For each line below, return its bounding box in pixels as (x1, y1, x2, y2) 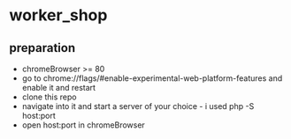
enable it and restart (21, 83, 96, 92)
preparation (9, 40, 76, 55)
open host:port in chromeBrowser (21, 120, 146, 130)
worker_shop (9, 5, 108, 26)
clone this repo (21, 91, 77, 102)
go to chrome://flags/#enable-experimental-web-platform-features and (21, 73, 283, 84)
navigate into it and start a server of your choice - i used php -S (21, 101, 255, 111)
